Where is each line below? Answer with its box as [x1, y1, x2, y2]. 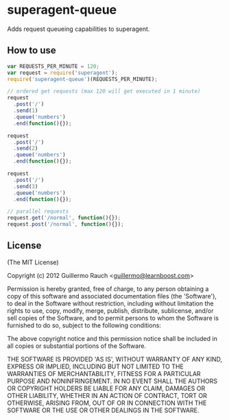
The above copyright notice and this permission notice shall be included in [7, 334, 217, 342]
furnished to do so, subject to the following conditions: [7, 321, 161, 329]
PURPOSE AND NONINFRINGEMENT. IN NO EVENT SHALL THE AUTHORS [7, 377, 218, 385]
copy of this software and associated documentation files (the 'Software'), [7, 292, 217, 300]
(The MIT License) [7, 258, 60, 266]
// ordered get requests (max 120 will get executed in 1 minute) [7, 88, 201, 95]
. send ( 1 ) [13, 107, 38, 114]
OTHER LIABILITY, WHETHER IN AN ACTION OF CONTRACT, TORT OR [7, 391, 207, 399]
